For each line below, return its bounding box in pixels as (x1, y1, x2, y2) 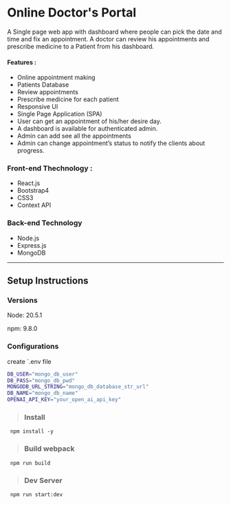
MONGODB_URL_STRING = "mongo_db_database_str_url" (7, 383, 149, 390)
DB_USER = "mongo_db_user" (7, 370, 78, 378)
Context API (16, 201, 52, 209)
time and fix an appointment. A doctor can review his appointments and (7, 34, 210, 43)
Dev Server (23, 475, 63, 485)
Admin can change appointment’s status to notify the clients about (16, 139, 206, 147)
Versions (7, 296, 38, 305)
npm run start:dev (10, 491, 63, 498)
